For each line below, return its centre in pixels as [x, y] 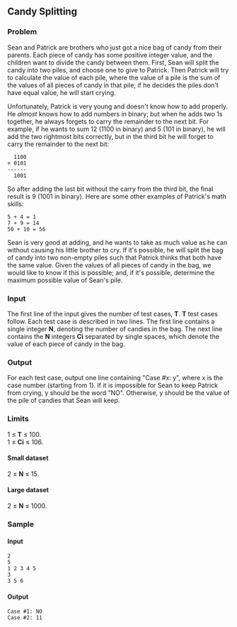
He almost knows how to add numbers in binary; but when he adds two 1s [115, 113]
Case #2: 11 [25, 618]
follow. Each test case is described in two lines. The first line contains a [111, 321]
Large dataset [28, 490]
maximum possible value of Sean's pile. [65, 280]
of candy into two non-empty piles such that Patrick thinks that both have [115, 257]
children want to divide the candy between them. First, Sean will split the [113, 62]
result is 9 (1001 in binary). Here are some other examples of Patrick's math [117, 196]
